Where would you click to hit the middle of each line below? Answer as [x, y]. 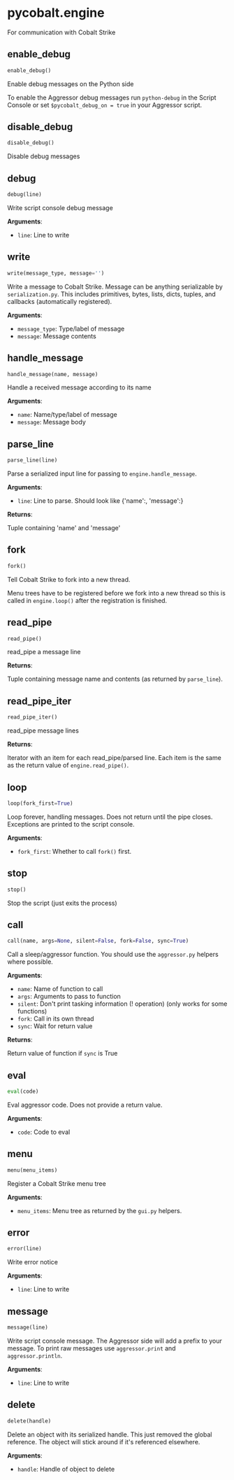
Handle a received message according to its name [79, 387]
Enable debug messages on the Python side [71, 84]
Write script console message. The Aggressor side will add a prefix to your [115, 1341]
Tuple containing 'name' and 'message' [64, 528]
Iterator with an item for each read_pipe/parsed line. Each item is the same [114, 758]
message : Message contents [57, 336]
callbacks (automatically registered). [60, 301]
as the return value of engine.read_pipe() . [68, 766]
